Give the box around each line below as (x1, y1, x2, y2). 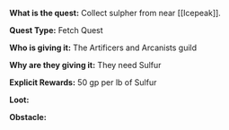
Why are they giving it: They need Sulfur (9, 60, 162, 70)
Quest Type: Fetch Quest (9, 25, 103, 35)
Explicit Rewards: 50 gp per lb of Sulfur (9, 77, 157, 88)
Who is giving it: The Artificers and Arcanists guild (9, 42, 198, 53)
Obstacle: (9, 112, 47, 122)
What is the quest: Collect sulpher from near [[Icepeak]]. (9, 8, 222, 18)
